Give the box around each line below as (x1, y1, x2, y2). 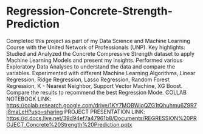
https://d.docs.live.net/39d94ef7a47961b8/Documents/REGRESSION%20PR (6, 114, 198, 122)
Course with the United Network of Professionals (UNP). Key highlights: (6, 44, 185, 51)
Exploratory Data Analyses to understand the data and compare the (6, 62, 175, 70)
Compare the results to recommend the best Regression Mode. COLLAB (6, 89, 187, 96)
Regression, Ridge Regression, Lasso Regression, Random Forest (6, 76, 170, 83)
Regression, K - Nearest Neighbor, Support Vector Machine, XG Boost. (6, 82, 183, 89)
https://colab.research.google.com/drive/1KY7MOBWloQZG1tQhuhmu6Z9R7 (6, 101, 198, 109)
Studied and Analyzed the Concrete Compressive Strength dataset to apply (6, 50, 195, 57)
